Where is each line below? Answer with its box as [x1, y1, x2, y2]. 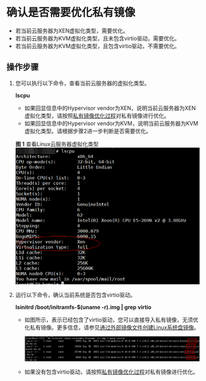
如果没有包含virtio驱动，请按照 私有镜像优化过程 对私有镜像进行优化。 [24, 368, 199, 375]
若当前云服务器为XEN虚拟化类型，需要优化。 [15, 27, 129, 34]
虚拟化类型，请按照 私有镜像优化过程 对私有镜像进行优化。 [24, 111, 170, 119]
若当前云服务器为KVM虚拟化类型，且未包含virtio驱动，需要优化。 [15, 34, 180, 42]
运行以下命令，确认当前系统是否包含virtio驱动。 [15, 291, 136, 298]
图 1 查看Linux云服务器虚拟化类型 [15, 140, 99, 148]
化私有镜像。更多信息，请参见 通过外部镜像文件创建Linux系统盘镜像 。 [24, 323, 200, 331]
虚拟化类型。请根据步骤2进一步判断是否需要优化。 [24, 127, 152, 135]
